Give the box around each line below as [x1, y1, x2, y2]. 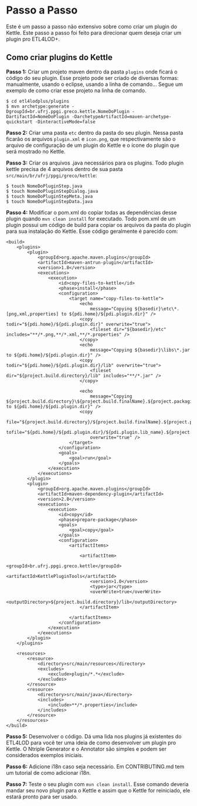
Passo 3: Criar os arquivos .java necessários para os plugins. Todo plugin [6, 159, 184, 166]
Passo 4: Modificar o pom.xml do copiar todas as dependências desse [6, 209, 177, 216]
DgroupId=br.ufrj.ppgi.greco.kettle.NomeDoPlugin [6, 108, 130, 115]
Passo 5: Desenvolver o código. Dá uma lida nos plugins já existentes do [6, 733, 182, 740]
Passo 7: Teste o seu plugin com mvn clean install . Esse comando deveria [6, 780, 189, 788]
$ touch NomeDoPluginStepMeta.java [6, 193, 93, 199]
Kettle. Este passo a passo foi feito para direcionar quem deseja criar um [6, 29, 182, 36]
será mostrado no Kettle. [6, 148, 66, 155]
